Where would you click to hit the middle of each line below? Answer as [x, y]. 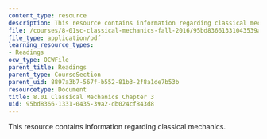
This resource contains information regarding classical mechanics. [117, 127]
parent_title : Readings [48, 68]
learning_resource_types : [51, 45]
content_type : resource [48, 15]
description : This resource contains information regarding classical [128, 23]
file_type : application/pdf [55, 38]
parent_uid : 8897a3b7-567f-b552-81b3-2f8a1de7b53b [94, 82]
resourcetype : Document [48, 89]
